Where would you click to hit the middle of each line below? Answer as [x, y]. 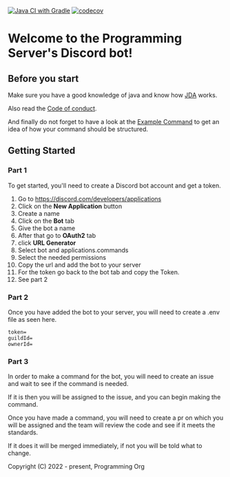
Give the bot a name [46, 228]
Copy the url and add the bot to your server [79, 265]
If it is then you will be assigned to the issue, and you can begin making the [114, 397]
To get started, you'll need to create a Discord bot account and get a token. [114, 185]
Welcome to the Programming [95, 39]
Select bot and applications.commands [73, 250]
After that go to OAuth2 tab [56, 235]
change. [20, 453]
